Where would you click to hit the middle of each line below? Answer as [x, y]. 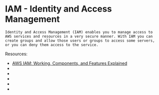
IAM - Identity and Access [59, 9]
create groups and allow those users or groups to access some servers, [80, 40]
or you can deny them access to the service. [52, 45]
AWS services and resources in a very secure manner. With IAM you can [79, 36]
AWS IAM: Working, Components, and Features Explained [70, 63]
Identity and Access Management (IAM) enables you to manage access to [79, 32]
